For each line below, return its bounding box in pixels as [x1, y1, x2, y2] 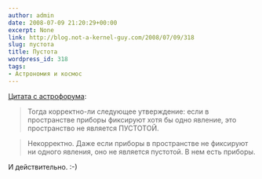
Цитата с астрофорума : [8, 91, 87, 100]
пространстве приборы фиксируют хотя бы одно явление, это [27, 115, 237, 124]
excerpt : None [8, 26, 55, 34]
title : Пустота [8, 48, 58, 56]
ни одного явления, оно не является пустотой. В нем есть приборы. [27, 147, 256, 156]
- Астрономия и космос [8, 70, 82, 78]
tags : [8, 63, 26, 71]
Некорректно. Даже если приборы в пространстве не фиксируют [27, 138, 249, 148]
